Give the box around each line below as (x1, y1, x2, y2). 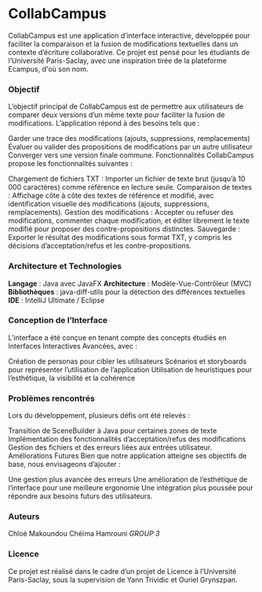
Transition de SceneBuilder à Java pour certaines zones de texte (8, 426, 217, 435)
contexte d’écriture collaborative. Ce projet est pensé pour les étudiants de (8, 47, 250, 57)
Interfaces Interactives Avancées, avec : (8, 341, 137, 350)
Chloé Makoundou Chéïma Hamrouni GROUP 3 (8, 529, 160, 538)
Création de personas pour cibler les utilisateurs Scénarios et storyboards (8, 356, 247, 366)
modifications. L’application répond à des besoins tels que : (8, 119, 200, 128)
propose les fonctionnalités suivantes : (8, 159, 133, 168)
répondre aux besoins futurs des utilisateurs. (8, 491, 153, 501)
